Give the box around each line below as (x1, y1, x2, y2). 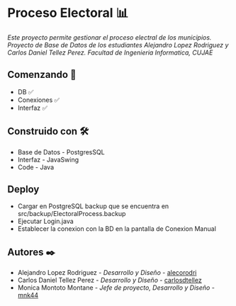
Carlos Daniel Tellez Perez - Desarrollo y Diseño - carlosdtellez (17, 276, 202, 285)
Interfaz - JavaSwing (17, 155, 79, 164)
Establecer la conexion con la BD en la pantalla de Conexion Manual (17, 225, 216, 233)
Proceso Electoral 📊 (7, 5, 129, 21)
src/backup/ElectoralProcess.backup (17, 210, 126, 218)
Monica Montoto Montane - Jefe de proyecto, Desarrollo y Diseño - (17, 283, 215, 292)
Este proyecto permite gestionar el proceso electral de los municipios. (7, 33, 212, 42)
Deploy (7, 183, 40, 195)
